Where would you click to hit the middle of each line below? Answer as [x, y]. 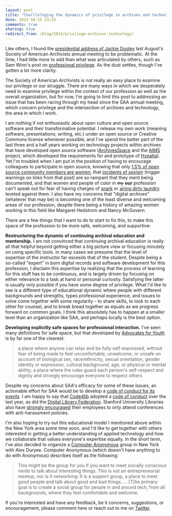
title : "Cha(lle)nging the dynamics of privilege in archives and [78, 15]
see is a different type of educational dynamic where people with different [83, 290]
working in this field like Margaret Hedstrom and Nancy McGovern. [76, 210]
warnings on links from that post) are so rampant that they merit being [79, 177]
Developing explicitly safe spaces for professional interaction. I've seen [83, 327]
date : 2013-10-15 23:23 [31, 20]
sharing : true [20, 29]
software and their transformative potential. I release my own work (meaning [86, 128]
